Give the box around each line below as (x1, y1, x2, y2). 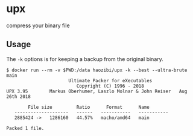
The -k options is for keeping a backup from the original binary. (6, 55, 164, 62)
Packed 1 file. (6, 125, 45, 131)
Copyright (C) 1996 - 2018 (76, 83, 145, 89)
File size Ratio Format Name (28, 104, 150, 110)
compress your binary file (6, 22, 71, 29)
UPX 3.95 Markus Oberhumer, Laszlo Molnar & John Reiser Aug (6, 88, 188, 94)
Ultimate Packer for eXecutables (68, 77, 153, 83)
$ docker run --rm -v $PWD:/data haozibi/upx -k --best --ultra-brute (6, 67, 188, 73)
